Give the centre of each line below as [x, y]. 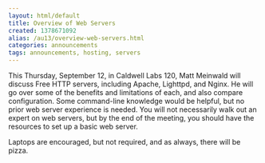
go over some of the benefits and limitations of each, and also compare [126, 92]
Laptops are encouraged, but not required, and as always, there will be [125, 142]
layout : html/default [44, 16]
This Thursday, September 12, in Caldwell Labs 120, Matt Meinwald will [125, 76]
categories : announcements [53, 46]
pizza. [18, 150]
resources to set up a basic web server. [73, 126]
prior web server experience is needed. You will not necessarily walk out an [132, 109]
